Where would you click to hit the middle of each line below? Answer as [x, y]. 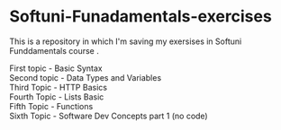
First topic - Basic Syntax [56, 68]
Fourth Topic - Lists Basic [57, 97]
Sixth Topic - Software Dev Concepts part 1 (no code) [109, 116]
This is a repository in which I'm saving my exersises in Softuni [126, 41]
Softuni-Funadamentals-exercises [140, 17]
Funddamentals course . [54, 50]
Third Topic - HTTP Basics [59, 87]
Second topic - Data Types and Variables [86, 77]
